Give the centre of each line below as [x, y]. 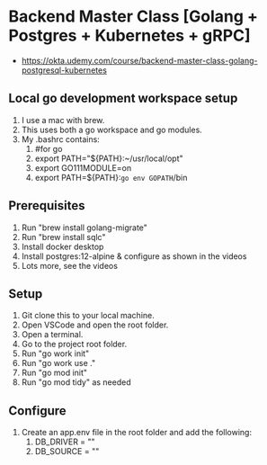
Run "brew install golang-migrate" [84, 228]
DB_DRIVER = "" [65, 442]
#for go [49, 148]
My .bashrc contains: [60, 139]
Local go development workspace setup [123, 98]
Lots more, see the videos [70, 265]
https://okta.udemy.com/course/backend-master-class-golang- [139, 60]
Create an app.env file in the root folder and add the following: [137, 433]
